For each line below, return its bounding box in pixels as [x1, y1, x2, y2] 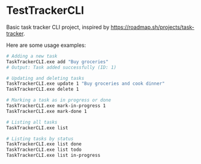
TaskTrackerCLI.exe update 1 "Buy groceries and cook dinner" [6, 80, 165, 87]
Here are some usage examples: [6, 41, 86, 49]
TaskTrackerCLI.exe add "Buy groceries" [6, 58, 109, 65]
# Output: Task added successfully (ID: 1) [6, 64, 117, 70]
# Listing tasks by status [6, 136, 74, 142]
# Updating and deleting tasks [6, 75, 85, 81]
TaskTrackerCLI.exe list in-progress [6, 153, 101, 159]
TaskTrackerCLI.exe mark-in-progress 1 [6, 103, 106, 109]
